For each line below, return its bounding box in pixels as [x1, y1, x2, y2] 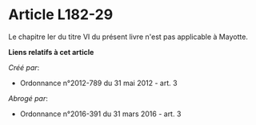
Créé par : [8, 62, 40, 72]
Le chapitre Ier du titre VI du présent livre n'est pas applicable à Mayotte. [8, 32, 248, 41]
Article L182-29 [8, 6, 114, 24]
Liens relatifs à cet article [8, 47, 94, 57]
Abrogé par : [8, 93, 48, 103]
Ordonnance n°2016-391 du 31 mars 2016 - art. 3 [19, 109, 182, 119]
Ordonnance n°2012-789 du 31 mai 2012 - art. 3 [19, 78, 178, 88]
